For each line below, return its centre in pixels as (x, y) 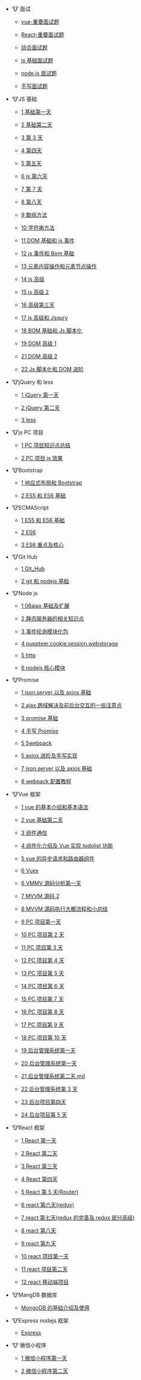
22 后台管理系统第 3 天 (49, 1089)
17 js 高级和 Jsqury (44, 318)
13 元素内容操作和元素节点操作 (59, 266)
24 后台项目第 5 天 (44, 1115)
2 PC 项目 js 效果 (42, 458)
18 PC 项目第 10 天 (44, 1038)
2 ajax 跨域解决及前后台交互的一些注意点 (71, 705)
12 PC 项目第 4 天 (42, 960)
